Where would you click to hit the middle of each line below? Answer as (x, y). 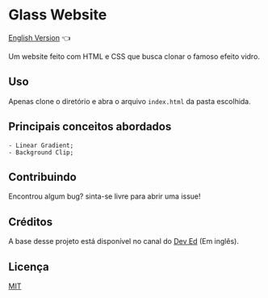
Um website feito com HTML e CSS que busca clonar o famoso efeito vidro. (134, 56)
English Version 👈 (40, 37)
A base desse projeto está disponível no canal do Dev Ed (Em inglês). (124, 241)
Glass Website (58, 15)
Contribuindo (42, 176)
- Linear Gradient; (41, 145)
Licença (29, 267)
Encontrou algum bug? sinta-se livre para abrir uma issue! (105, 196)
